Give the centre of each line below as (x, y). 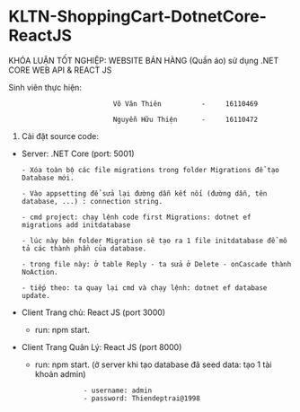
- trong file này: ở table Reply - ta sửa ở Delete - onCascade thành (156, 264)
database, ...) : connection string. (92, 201)
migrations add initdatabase (76, 225)
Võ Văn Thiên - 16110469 (185, 104)
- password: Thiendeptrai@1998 (142, 398)
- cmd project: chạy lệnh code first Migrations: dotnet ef (136, 217)
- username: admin (118, 390)
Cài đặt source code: (60, 136)
